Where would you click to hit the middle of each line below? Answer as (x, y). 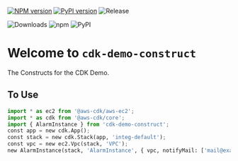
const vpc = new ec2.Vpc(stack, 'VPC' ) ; (68, 144)
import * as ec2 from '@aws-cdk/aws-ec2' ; (71, 111)
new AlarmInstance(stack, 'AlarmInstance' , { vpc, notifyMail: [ (106, 150)
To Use (23, 95)
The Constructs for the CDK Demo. (58, 72)
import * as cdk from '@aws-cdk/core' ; (66, 118)
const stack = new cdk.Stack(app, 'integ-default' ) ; (87, 138)
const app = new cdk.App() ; (49, 131)
